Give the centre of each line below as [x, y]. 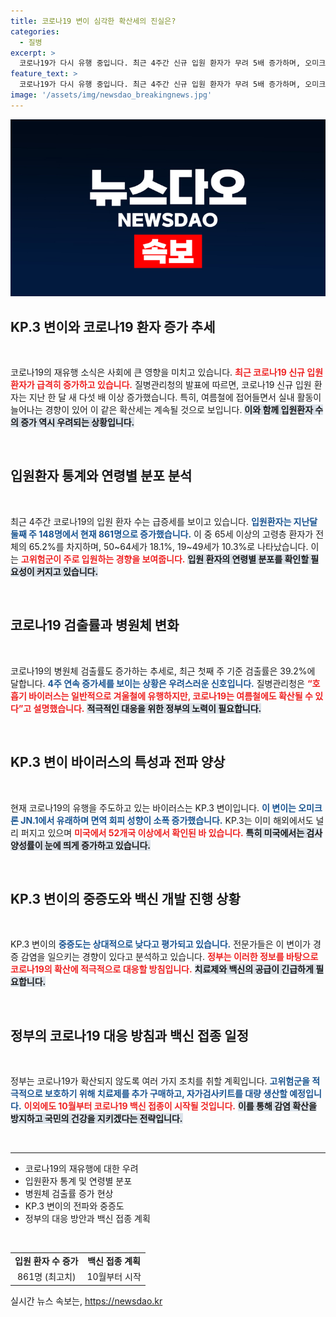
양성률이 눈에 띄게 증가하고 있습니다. [81, 845]
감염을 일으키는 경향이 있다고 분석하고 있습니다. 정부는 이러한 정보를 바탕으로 [169, 957]
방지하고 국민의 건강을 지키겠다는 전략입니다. [96, 1119]
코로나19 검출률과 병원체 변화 [95, 625]
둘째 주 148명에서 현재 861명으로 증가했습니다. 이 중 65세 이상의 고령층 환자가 [162, 534]
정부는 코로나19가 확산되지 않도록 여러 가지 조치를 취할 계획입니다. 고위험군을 [160, 1081]
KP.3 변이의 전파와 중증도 [74, 1206]
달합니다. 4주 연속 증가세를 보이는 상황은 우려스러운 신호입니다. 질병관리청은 [157, 683]
